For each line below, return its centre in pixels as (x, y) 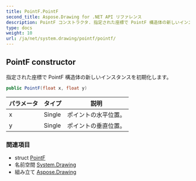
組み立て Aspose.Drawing (45, 172)
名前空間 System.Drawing (45, 165)
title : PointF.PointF (32, 11)
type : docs (19, 28)
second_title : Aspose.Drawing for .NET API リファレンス (74, 17)
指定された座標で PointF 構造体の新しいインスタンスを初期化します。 (89, 77)
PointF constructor (41, 62)
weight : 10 (19, 33)
